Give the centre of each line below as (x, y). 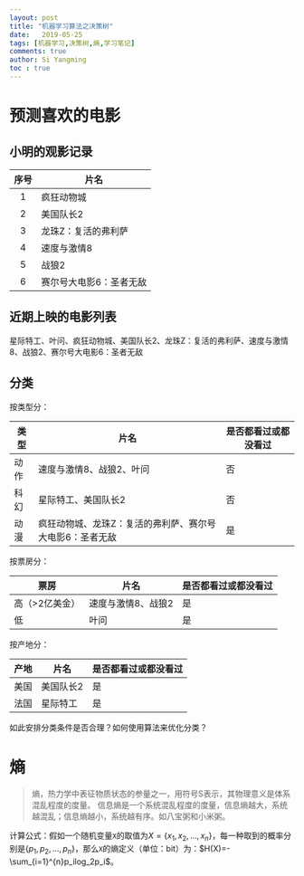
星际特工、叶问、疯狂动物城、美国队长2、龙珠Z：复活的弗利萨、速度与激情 (149, 340)
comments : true (38, 52)
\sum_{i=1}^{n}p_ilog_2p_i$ (60, 862)
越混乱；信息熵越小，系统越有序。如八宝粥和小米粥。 (131, 816)
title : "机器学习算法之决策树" (62, 26)
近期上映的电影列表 (63, 317)
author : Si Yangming (48, 60)
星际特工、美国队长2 (82, 500)
